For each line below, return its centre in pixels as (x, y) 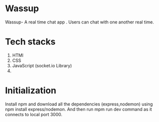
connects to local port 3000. (34, 114)
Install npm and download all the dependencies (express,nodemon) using (79, 104)
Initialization (31, 91)
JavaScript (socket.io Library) (42, 65)
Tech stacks (30, 42)
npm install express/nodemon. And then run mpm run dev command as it (79, 109)
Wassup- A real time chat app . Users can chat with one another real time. (79, 22)
